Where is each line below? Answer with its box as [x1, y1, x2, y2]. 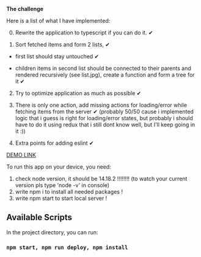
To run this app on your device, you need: [6, 163, 111, 171]
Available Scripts [6, 212, 72, 223]
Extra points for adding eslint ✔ [15, 139, 94, 147]
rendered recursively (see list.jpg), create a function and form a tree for [15, 71, 195, 79]
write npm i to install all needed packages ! [15, 188, 123, 195]
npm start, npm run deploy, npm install [6, 244, 128, 251]
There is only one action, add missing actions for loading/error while [15, 101, 188, 109]
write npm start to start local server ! [15, 194, 108, 202]
